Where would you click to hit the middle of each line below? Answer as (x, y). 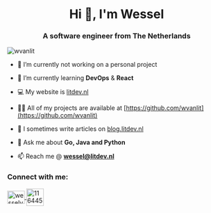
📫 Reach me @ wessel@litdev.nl (66, 157)
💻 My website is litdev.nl (53, 92)
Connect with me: (38, 177)
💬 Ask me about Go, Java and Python (71, 143)
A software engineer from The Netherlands (117, 36)
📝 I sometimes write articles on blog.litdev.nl (80, 129)
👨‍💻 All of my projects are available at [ (71, 108)
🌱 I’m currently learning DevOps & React (75, 78)
